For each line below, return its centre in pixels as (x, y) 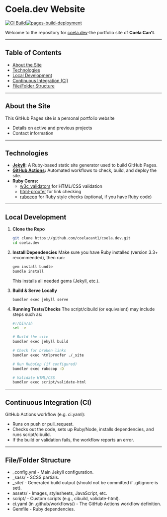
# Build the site (30, 337)
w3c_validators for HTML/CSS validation (61, 186)
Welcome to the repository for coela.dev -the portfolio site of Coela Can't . (80, 32)
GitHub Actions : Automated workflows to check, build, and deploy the (84, 170)
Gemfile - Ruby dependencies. (44, 509)
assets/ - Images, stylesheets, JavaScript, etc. (60, 493)
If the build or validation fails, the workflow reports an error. (73, 440)
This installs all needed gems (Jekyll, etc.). (56, 281)
